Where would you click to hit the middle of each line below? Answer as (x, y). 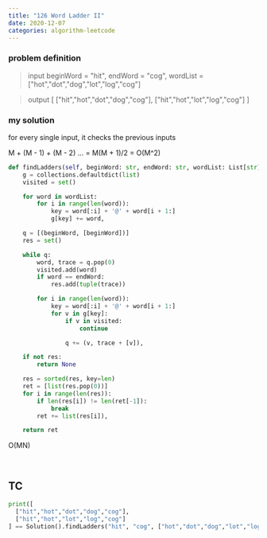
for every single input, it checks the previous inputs (92, 137)
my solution (31, 120)
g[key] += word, (77, 219)
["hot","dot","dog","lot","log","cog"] (84, 84)
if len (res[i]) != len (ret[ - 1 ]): (92, 401)
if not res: (42, 357)
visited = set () (50, 182)
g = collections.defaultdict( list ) (81, 175)
